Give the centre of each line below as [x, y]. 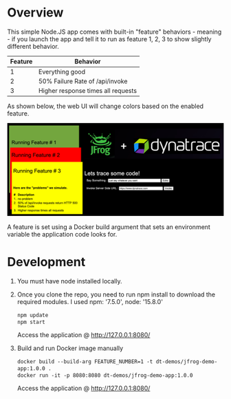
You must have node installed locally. [69, 281]
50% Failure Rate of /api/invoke [83, 81]
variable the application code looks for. [62, 234]
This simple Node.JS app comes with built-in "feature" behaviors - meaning [114, 32]
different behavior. [33, 46]
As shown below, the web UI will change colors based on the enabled [106, 106]
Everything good [62, 72]
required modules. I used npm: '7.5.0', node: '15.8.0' [90, 301]
